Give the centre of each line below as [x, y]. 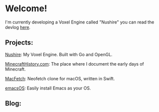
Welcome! [26, 9]
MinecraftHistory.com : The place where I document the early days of [75, 64]
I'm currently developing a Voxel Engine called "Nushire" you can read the [80, 22]
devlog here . [18, 27]
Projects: [19, 43]
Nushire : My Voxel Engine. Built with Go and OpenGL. [59, 54]
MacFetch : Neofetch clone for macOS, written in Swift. [60, 78]
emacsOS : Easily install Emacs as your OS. [48, 88]
